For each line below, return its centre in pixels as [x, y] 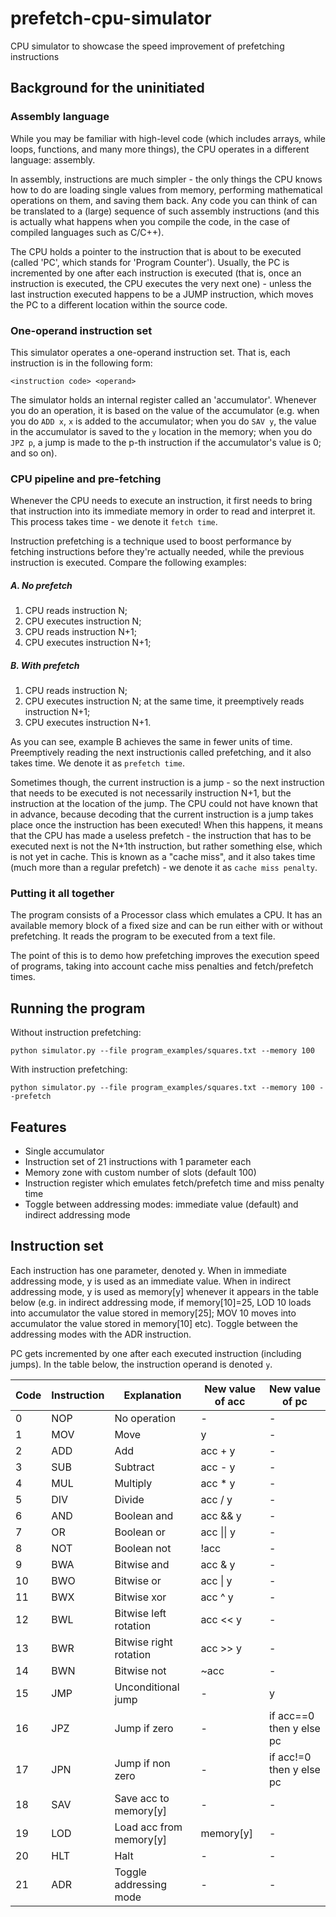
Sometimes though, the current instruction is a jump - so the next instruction [167, 783]
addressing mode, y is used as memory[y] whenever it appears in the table [164, 1291]
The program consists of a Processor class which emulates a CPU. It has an [166, 915]
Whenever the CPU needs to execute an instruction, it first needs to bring [161, 501]
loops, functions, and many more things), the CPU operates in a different [160, 149]
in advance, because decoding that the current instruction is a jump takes [162, 814]
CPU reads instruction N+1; [80, 632]
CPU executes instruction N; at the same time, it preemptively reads [164, 701]
